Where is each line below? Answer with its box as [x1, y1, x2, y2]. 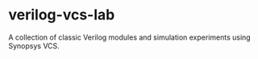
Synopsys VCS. [8, 40, 60, 50]
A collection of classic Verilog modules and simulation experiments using [8, 32, 252, 42]
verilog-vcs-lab [8, 6, 115, 24]
